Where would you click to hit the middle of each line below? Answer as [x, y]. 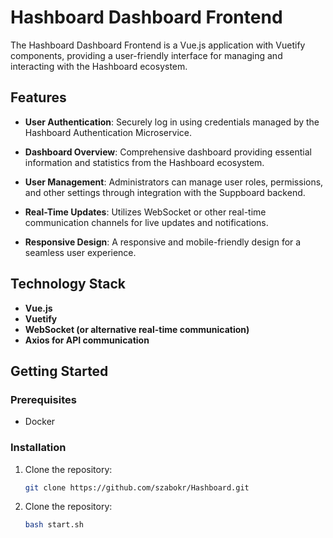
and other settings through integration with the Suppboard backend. [165, 192]
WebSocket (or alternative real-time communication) [137, 329]
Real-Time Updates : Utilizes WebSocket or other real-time [145, 212]
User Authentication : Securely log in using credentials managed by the [172, 122]
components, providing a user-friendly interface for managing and [146, 55]
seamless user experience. [80, 252]
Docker [40, 422]
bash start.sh [54, 525]
